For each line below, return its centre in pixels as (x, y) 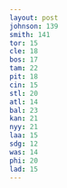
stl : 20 (24, 93)
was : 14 (24, 152)
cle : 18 (24, 52)
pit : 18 (24, 77)
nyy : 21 (24, 127)
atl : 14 (24, 102)
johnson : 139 (34, 26)
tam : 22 (24, 69)
